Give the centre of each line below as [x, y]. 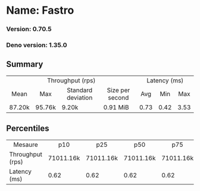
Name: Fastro [40, 10]
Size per [118, 90]
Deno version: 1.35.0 [37, 45]
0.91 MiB [116, 107]
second [118, 97]
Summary [25, 64]
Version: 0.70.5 [29, 29]
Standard [80, 90]
